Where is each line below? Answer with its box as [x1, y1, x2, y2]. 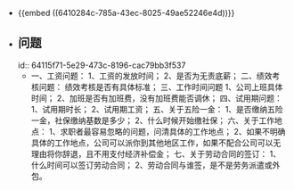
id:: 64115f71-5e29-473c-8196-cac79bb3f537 [17, 60, 186, 70]
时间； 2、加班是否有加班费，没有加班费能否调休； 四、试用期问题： [30, 93, 283, 103]
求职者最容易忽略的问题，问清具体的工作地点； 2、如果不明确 [60, 126, 286, 136]
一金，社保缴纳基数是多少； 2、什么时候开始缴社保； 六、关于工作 [30, 115, 275, 126]
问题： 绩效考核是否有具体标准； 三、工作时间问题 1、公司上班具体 [38, 81, 283, 92]
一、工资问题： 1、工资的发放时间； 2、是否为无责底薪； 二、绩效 [30, 70, 273, 81]
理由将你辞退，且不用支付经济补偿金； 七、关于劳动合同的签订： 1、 [30, 148, 282, 159]
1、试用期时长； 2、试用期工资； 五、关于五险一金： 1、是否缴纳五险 [30, 103, 283, 114]
